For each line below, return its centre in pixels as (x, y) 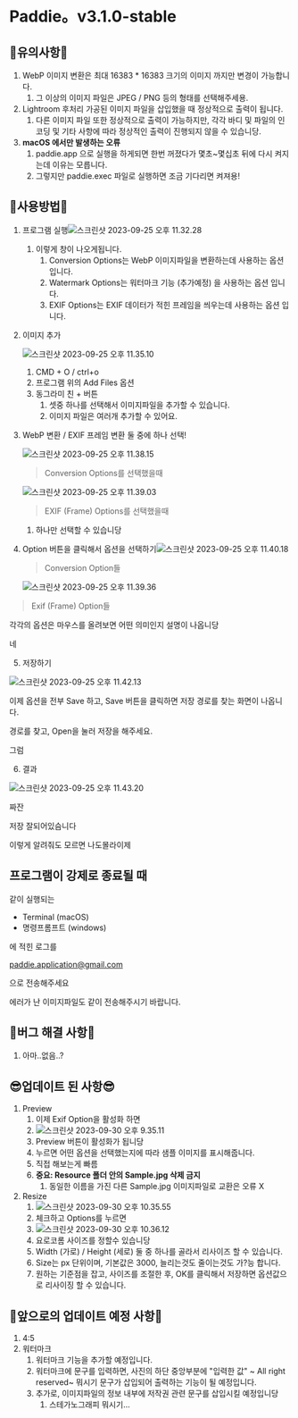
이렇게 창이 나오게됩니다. (79, 248)
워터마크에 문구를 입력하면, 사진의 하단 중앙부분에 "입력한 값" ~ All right (160, 1372)
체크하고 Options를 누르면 (81, 1218)
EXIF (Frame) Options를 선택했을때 (107, 511)
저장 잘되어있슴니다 (43, 826)
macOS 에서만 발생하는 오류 (71, 143)
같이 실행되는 (32, 899)
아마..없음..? (43, 1056)
